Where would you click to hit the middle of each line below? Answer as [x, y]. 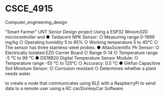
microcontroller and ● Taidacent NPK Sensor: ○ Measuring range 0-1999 [80, 37]
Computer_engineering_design [36, 22]
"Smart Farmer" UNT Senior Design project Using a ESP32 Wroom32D [77, 32]
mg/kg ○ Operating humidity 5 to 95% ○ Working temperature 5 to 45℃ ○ [82, 42]
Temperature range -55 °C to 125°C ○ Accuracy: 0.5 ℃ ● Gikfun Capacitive [83, 63]
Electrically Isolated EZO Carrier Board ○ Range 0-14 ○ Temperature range [82, 53]
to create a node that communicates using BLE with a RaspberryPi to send [81, 83]
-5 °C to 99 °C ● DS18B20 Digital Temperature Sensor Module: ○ [72, 58]
